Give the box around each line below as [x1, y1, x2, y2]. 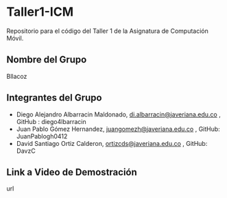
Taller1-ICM [6, 4, 73, 20]
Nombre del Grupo [6, 54, 87, 66]
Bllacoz [6, 72, 27, 80]
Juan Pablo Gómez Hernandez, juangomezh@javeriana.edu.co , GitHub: [16, 125, 220, 133]
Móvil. [6, 34, 24, 42]
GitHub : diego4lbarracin [16, 117, 86, 125]
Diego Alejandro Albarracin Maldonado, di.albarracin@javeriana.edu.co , [16, 110, 221, 119]
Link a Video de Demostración [6, 166, 138, 178]
